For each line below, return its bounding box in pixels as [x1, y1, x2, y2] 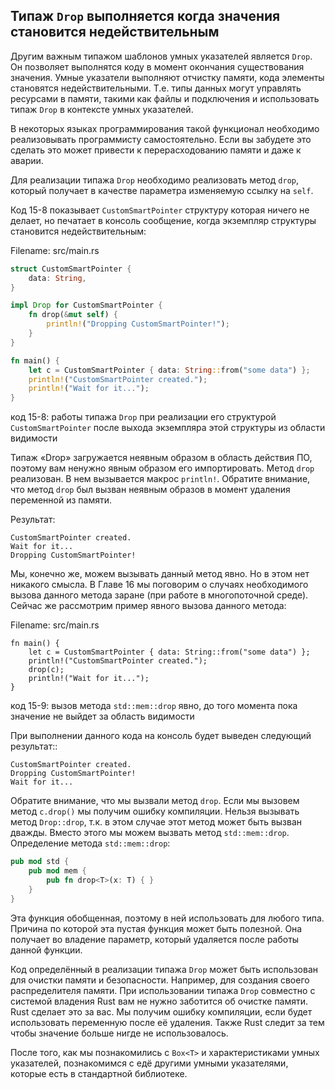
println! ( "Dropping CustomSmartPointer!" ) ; [46, 319, 230, 329]
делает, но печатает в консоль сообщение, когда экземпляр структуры [10, 214, 317, 226]
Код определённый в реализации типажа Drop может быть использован [10, 963, 318, 975]
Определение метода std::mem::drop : [10, 837, 171, 849]
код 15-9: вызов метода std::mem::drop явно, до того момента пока [10, 700, 298, 712]
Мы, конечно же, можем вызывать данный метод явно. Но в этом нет [10, 568, 310, 580]
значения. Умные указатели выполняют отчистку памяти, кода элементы [10, 71, 325, 83]
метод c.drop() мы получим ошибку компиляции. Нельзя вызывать [10, 805, 300, 818]
